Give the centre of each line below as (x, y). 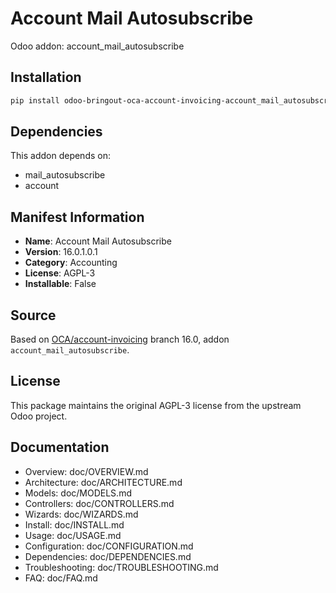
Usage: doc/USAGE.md (73, 535)
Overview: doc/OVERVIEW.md (86, 471)
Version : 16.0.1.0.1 (61, 252)
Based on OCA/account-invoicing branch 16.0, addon (120, 339)
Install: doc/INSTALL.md (74, 524)
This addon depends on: (60, 156)
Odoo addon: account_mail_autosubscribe (97, 46)
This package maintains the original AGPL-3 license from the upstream (156, 405)
